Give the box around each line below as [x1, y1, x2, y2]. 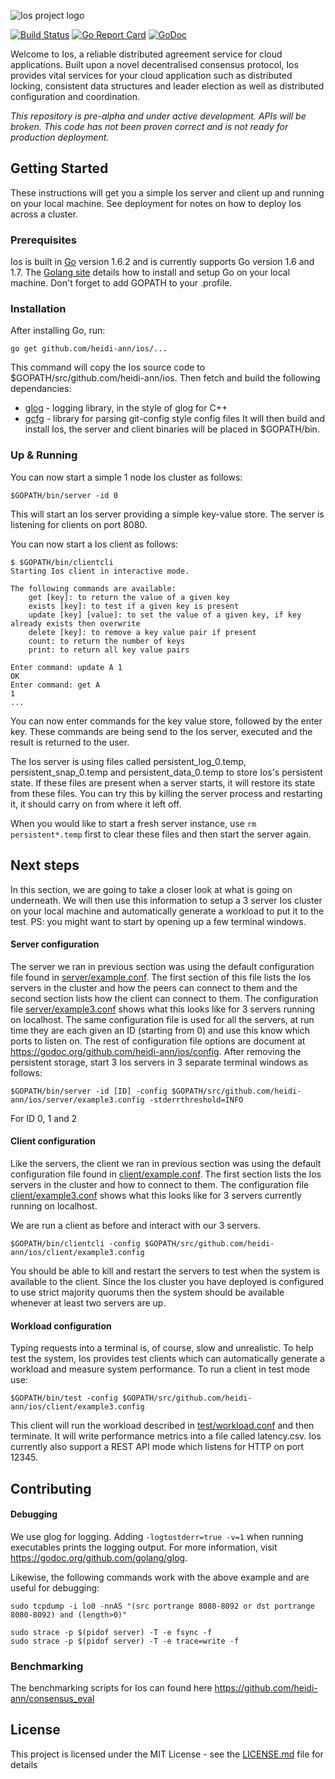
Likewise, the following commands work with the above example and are [10, 1571, 310, 1583]
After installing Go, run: [10, 325, 106, 337]
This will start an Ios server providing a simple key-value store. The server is [10, 508, 325, 520]
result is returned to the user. [10, 736, 130, 748]
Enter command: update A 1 [10, 662, 123, 672]
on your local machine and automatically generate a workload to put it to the [10, 905, 325, 917]
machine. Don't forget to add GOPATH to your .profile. [10, 277, 233, 289]
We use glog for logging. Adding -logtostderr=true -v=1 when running [10, 1530, 304, 1542]
